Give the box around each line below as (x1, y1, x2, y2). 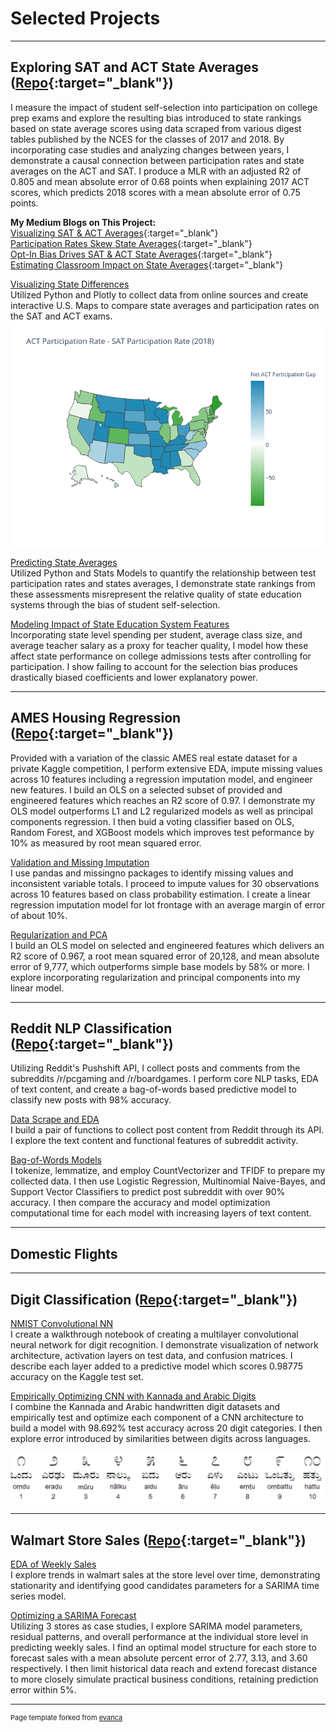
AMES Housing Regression (10, 710, 182, 727)
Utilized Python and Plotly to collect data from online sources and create (10, 288, 309, 301)
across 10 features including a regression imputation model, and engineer (10, 773, 313, 785)
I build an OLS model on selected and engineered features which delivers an (10, 939, 325, 951)
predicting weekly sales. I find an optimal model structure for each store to (10, 1642, 317, 1654)
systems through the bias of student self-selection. (10, 598, 221, 611)
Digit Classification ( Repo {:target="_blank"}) (10, 1291, 298, 1308)
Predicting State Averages (10, 556, 118, 568)
